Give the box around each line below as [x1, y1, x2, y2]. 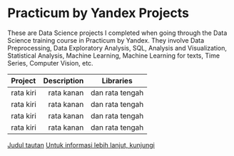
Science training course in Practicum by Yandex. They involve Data [7, 36, 205, 44]
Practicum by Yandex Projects [7, 5, 189, 21]
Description [43, 76, 84, 85]
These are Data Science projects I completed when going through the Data [7, 28, 228, 37]
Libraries [101, 76, 133, 85]
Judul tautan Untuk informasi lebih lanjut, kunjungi [7, 140, 155, 149]
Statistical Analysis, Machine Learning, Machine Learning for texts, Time [7, 51, 220, 60]
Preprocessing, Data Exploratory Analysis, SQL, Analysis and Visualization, [7, 43, 227, 52]
